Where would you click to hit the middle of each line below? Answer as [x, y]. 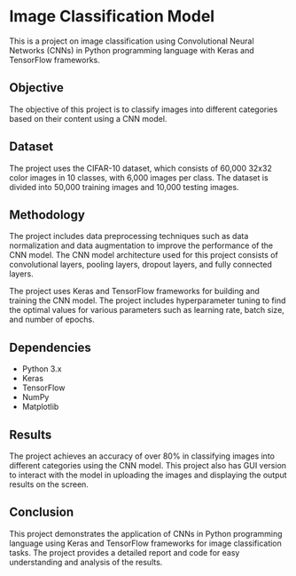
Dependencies [50, 347]
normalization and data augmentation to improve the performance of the [141, 245]
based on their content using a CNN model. [88, 118]
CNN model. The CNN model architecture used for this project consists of [144, 255]
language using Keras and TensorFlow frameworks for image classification [145, 543]
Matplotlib [40, 407]
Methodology [47, 215]
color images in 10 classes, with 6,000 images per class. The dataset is [139, 177]
